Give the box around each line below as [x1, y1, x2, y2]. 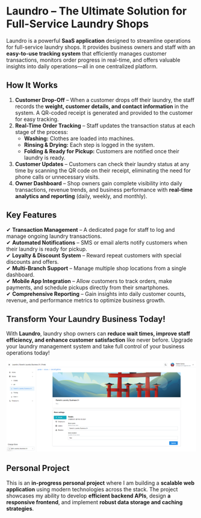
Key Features [6, 210, 57, 220]
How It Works [6, 80, 58, 91]
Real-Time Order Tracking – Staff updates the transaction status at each [14, 122, 196, 129]
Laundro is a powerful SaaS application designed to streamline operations [6, 37, 191, 44]
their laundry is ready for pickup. [6, 245, 87, 252]
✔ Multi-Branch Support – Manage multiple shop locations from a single [6, 264, 187, 272]
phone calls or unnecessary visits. [14, 173, 100, 181]
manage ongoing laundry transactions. [6, 232, 102, 240]
